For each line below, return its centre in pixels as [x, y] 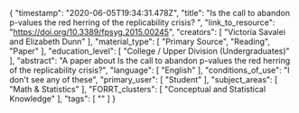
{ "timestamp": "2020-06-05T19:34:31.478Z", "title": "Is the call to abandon [150, 13]
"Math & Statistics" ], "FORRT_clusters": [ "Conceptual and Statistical [138, 89]
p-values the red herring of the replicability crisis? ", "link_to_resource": [142, 22]
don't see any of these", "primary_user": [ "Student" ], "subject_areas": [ [144, 79]
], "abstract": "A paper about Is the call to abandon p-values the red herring [150, 61]
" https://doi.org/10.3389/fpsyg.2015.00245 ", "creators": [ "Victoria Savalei [148, 32]
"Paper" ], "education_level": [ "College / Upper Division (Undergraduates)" [150, 51]
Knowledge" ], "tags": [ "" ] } [63, 99]
